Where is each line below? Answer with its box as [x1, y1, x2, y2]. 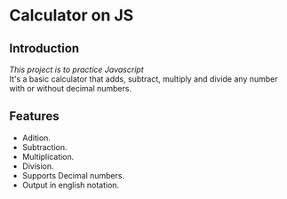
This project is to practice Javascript [9, 64, 144, 75]
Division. [21, 161, 55, 171]
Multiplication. [21, 151, 75, 162]
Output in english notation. [21, 179, 120, 190]
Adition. [21, 132, 52, 143]
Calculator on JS [9, 5, 134, 26]
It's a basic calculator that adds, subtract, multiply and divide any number [9, 74, 278, 84]
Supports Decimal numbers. [21, 170, 125, 180]
